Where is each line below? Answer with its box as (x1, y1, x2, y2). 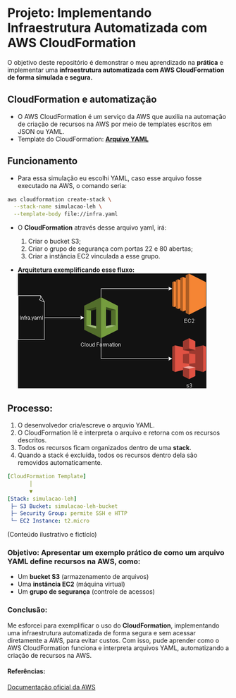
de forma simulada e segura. (7, 73, 93, 82)
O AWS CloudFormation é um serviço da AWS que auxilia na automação (17, 112, 227, 120)
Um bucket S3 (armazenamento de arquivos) (17, 573, 149, 581)
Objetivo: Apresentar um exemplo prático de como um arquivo (7, 548, 225, 558)
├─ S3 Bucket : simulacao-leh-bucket (10, 502, 118, 510)
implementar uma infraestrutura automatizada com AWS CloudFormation (7, 66, 225, 74)
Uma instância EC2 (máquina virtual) (17, 580, 125, 589)
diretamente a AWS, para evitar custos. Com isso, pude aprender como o (7, 636, 220, 644)
